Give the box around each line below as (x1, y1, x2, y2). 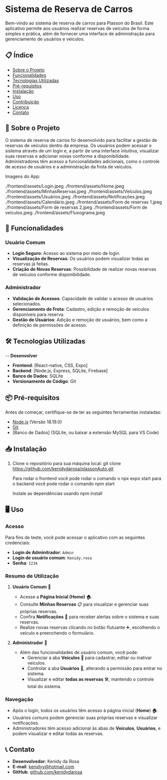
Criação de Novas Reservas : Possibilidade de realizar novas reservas (12, 266, 157, 272)
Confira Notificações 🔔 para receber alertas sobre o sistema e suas (19, 614, 160, 620)
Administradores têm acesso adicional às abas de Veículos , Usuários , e (12, 726, 161, 732)
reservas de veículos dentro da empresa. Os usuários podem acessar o (5, 142, 152, 148)
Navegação (5, 696, 34, 703)
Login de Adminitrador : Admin (12, 549, 74, 555)
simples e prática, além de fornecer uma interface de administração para (5, 30, 155, 36)
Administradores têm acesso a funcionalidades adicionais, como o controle (5, 158, 160, 164)
